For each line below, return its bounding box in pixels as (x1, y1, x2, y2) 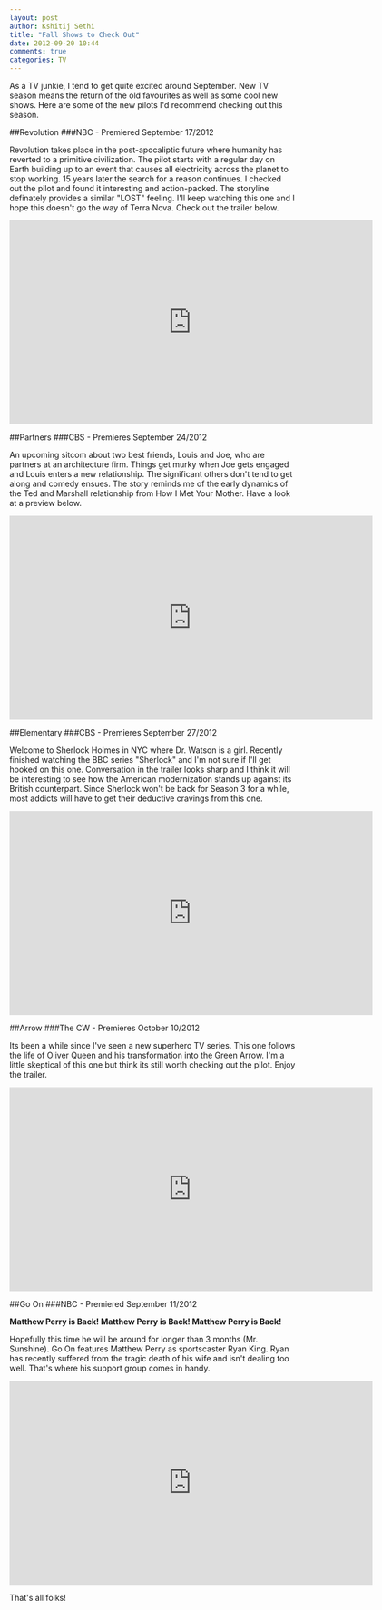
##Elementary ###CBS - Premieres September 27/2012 (9, 727, 218, 737)
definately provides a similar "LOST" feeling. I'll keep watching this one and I (9, 192, 295, 203)
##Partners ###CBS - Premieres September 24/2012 (9, 432, 207, 443)
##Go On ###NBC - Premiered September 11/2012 (9, 1299, 198, 1309)
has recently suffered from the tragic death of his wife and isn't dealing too (9, 1353, 289, 1363)
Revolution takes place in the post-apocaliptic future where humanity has (9, 144, 283, 155)
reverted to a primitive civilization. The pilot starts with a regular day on (9, 154, 275, 164)
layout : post (9, 13, 59, 23)
